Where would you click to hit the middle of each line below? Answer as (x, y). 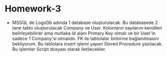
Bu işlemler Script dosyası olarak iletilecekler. (59, 49)
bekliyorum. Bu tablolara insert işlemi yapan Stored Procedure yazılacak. (87, 43)
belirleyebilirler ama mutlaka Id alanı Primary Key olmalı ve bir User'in (84, 33)
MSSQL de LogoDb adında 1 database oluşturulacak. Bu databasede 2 (85, 22)
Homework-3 (33, 9)
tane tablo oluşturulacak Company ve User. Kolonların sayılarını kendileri (87, 27)
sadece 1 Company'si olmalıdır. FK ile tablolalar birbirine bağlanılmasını (86, 38)
